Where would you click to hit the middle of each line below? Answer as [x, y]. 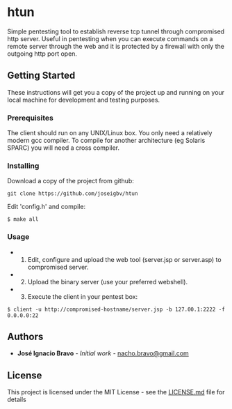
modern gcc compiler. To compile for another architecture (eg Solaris [106, 141]
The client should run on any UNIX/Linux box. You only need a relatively [110, 133]
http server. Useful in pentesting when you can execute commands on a [110, 38]
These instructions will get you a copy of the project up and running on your [116, 92]
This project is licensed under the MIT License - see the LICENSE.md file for [116, 392]
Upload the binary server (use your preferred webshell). [108, 281]
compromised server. [58, 267]
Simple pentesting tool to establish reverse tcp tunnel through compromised [116, 31]
